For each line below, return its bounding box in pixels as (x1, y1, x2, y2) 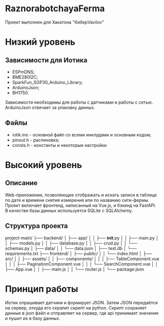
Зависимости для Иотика (5, 56, 88, 64)
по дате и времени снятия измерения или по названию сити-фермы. (5, 197, 149, 203)
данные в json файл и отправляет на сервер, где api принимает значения (5, 310, 159, 316)
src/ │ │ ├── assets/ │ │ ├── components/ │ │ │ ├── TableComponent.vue (5, 256, 160, 262)
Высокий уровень (5, 159, 82, 170)
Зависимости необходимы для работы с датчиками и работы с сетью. (5, 99, 153, 105)
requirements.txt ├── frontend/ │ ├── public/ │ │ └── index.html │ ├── (5, 250, 153, 256)
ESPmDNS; (12, 69, 35, 75)
